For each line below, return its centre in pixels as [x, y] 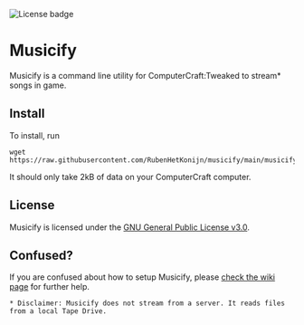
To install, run [35, 135]
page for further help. [50, 287]
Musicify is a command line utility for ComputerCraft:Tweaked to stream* [145, 75]
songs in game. [38, 85]
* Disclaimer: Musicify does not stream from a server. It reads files [147, 303]
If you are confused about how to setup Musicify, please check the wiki [142, 277]
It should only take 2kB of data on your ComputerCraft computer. [130, 177]
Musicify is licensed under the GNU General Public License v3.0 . [130, 227]
